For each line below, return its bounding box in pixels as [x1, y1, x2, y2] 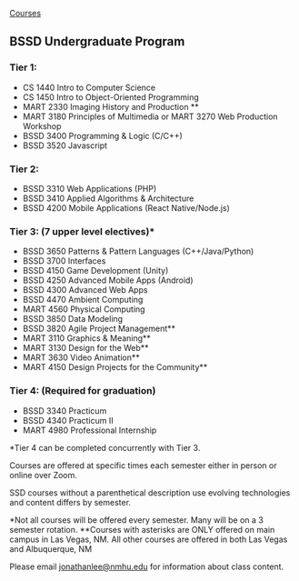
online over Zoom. [9, 469, 77, 480]
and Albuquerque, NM [9, 543, 93, 554]
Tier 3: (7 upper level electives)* [9, 225, 155, 237]
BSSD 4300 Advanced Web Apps [22, 285, 148, 296]
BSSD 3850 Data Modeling [22, 314, 124, 325]
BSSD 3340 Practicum [22, 405, 107, 416]
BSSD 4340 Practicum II [22, 415, 114, 426]
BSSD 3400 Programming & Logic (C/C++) [22, 130, 184, 141]
